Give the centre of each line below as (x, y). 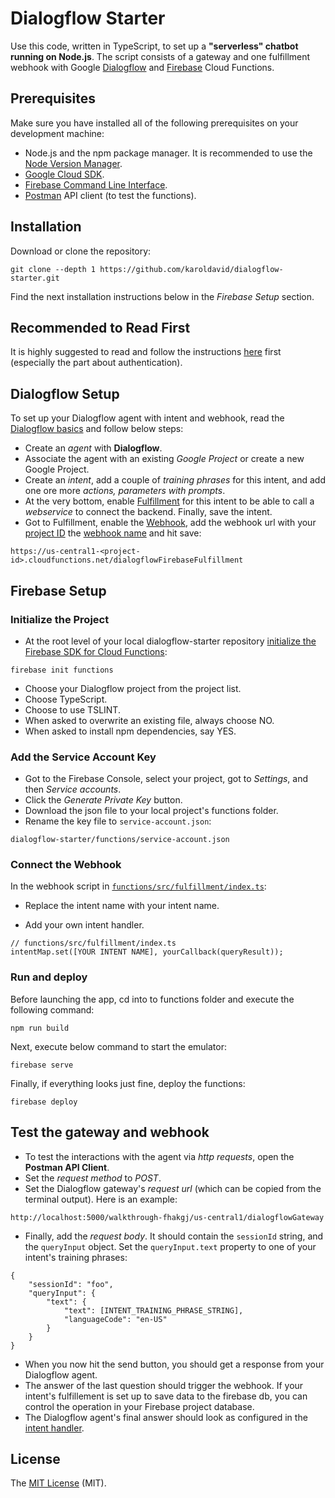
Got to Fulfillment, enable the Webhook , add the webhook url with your (170, 523)
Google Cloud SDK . (64, 174)
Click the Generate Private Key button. (103, 800)
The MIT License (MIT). (58, 1483)
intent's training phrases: (76, 1257)
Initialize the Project (60, 619)
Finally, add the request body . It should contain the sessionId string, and (174, 1236)
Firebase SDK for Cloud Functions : (96, 651)
